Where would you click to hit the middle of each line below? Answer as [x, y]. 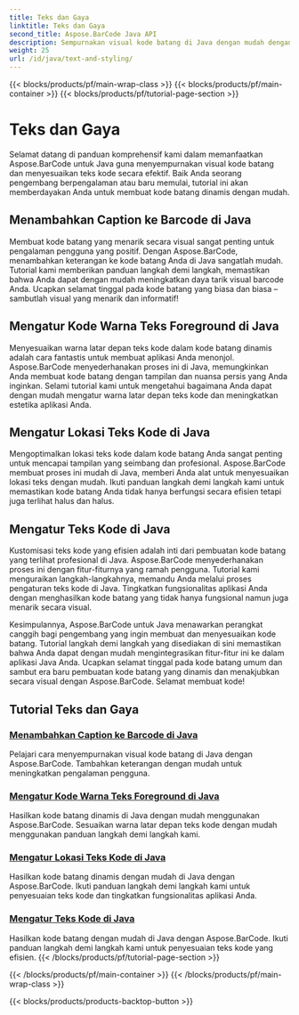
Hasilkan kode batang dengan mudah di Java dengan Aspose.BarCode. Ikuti [149, 938]
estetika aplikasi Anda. [50, 404]
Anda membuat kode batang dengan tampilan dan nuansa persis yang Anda [148, 376]
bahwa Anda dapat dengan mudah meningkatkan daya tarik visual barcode [147, 279]
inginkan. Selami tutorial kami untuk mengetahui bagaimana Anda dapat [141, 386]
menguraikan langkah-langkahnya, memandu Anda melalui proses [130, 579]
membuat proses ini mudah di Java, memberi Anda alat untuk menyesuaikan [149, 473]
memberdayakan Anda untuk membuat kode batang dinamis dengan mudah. [149, 191]
